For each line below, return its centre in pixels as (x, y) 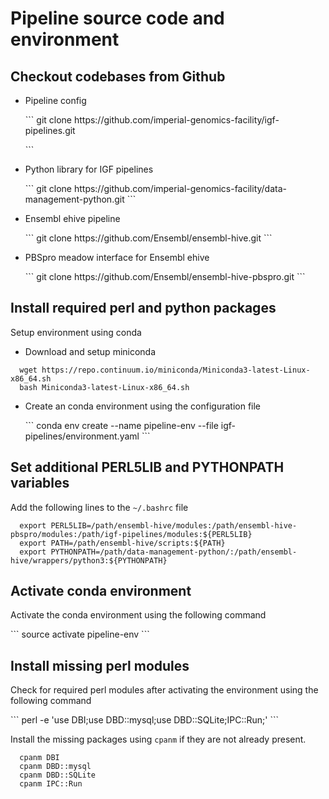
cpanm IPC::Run (51, 784)
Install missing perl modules (100, 665)
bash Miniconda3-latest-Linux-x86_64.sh (104, 387)
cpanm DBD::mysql (55, 767)
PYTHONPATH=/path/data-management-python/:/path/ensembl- (174, 552)
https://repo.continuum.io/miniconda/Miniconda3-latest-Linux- (176, 370)
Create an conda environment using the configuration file (143, 406)
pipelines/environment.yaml (82, 436)
